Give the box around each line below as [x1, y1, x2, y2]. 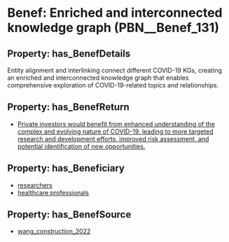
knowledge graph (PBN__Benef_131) [7, 20, 219, 36]
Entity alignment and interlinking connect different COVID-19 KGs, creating [7, 66, 222, 74]
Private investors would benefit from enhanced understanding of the [17, 120, 216, 128]
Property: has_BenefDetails [7, 48, 131, 59]
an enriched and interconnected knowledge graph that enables [7, 73, 189, 82]
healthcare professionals [17, 188, 90, 197]
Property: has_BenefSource [7, 208, 132, 221]
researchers [17, 180, 53, 190]
